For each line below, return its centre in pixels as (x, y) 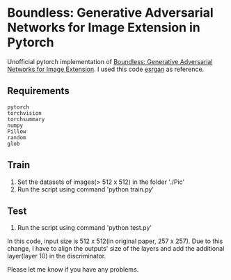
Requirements (38, 91)
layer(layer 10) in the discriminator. (57, 256)
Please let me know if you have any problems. (73, 270)
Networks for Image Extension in (104, 28)
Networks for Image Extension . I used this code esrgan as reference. (106, 69)
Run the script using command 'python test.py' (84, 228)
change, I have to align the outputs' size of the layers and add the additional (116, 249)
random (17, 137)
